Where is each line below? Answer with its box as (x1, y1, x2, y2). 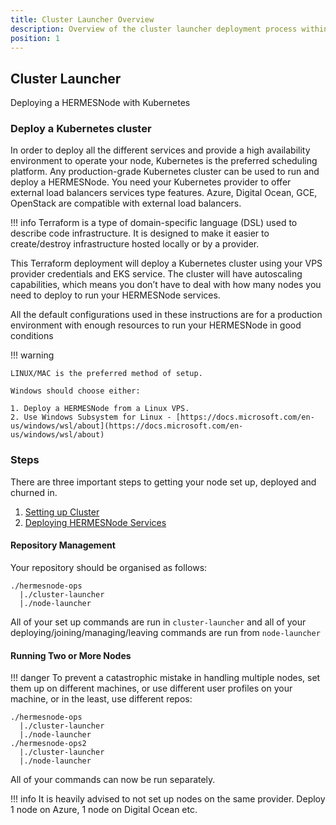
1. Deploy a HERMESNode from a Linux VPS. (10, 404, 190, 414)
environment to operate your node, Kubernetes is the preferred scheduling (10, 155, 318, 167)
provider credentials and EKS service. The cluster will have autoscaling (10, 268, 303, 280)
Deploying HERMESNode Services (24, 516, 167, 528)
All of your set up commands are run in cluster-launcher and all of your (10, 616, 307, 628)
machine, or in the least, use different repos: (10, 693, 193, 705)
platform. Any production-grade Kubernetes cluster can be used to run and (10, 166, 320, 178)
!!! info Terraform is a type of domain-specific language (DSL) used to (10, 217, 298, 229)
